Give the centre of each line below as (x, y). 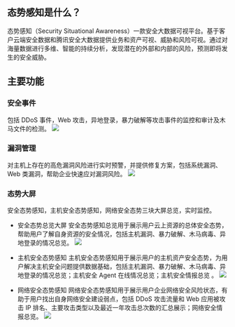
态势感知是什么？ (44, 13)
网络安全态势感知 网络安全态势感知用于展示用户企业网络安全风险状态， (119, 291)
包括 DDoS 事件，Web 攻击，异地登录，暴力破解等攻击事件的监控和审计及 (114, 120)
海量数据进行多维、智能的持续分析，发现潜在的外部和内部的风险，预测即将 (114, 48)
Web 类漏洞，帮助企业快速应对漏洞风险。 (67, 173)
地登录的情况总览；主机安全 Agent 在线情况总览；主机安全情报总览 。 (117, 275)
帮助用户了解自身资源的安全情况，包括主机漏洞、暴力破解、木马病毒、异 (121, 234)
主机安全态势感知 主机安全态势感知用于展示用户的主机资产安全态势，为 (119, 258)
